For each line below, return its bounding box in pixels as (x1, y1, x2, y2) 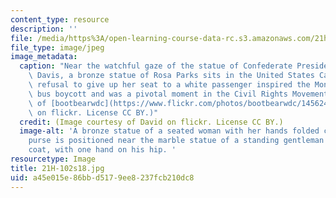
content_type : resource (10, 14, 110, 25)
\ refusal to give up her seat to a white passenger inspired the (28, 80, 311, 90)
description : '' (10, 24, 78, 34)
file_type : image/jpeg (10, 42, 105, 53)
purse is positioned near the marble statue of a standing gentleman (28, 136, 325, 146)
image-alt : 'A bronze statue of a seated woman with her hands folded (19, 126, 320, 136)
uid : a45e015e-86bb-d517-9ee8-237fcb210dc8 (10, 172, 195, 183)
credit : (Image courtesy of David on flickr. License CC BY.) (19, 117, 284, 127)
